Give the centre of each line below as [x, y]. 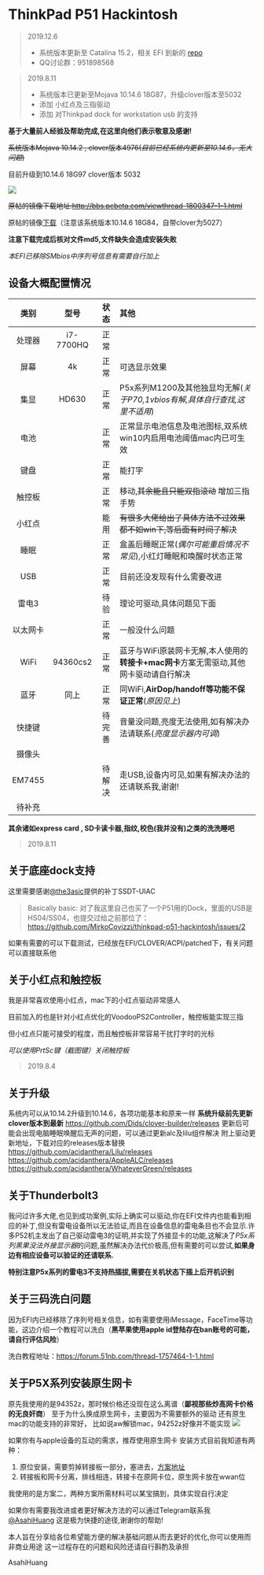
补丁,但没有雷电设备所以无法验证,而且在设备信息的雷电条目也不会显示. [135, 1226]
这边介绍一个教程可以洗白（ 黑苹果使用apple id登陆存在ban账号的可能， [137, 1329]
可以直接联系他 [32, 953]
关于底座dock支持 [52, 871]
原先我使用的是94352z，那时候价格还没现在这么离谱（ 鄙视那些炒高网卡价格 [131, 1403]
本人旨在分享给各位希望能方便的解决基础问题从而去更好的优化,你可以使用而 [130, 1536]
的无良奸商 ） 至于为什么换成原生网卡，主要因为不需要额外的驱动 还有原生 [127, 1413]
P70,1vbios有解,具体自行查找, [182, 399]
